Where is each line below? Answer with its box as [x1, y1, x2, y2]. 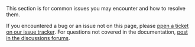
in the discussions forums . [6, 35, 70, 41]
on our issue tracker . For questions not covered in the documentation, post [6, 28, 188, 35]
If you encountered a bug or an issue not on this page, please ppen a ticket [6, 23, 189, 29]
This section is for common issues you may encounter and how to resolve [6, 5, 186, 12]
